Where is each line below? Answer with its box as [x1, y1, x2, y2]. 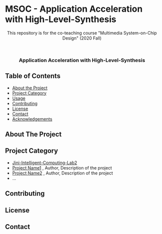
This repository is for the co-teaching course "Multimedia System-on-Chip [7, 30, 157, 36]
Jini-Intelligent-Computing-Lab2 [12, 160, 77, 166]
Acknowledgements [12, 116, 53, 122]
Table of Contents [5, 72, 61, 80]
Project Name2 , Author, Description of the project [12, 170, 113, 176]
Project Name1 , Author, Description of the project [12, 165, 112, 170]
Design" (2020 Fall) [62, 35, 101, 41]
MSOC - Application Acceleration [5, 3, 143, 15]
